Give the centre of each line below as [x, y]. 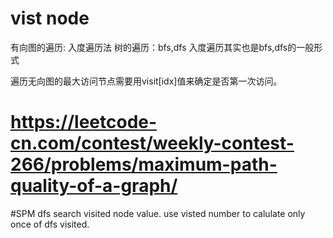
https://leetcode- [84, 122]
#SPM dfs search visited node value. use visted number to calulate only [158, 213]
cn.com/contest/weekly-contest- [152, 143]
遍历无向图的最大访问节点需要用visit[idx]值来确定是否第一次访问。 [146, 81]
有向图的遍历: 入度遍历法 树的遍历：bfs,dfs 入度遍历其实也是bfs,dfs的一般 [162, 47]
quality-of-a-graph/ [94, 186]
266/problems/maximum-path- [144, 164]
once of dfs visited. [50, 224]
